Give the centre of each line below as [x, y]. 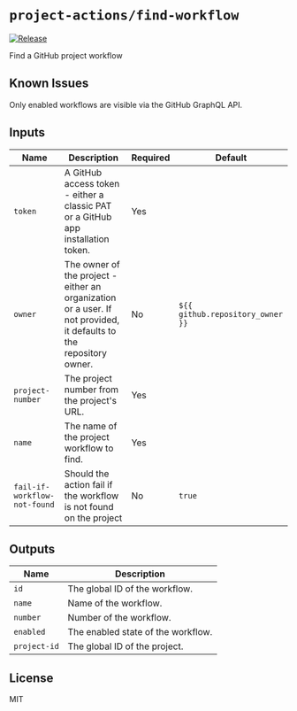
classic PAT [88, 205]
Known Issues [49, 84]
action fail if [88, 484]
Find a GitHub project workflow [66, 55]
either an [83, 286]
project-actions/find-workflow [124, 15]
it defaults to [90, 330]
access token [92, 183]
